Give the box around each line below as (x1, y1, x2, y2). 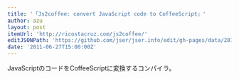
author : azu (7, 17, 43, 24)
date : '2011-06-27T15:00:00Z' (7, 43, 97, 51)
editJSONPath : (7, 37, 50, 44)
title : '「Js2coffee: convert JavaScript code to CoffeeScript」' (7, 10, 206, 18)
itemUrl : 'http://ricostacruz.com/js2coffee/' (7, 30, 148, 38)
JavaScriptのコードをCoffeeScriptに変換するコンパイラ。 (7, 64, 176, 72)
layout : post (7, 23, 46, 31)
